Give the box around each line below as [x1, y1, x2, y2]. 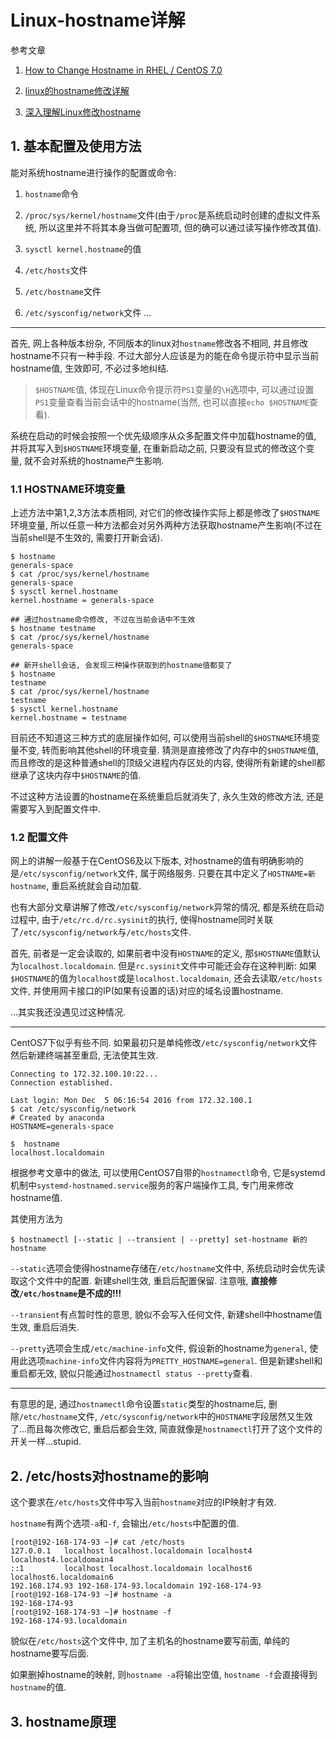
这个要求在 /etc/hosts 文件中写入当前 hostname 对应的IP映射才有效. [10, 1496, 277, 1508]
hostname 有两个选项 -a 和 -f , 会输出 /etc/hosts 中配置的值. [10, 1517, 240, 1530]
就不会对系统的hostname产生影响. [23, 454, 165, 466]
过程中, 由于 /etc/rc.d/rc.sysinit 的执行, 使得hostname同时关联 [10, 914, 274, 926]
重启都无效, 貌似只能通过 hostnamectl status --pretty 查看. [10, 1367, 253, 1380]
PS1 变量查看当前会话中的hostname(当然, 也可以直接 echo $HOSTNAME [34, 396, 310, 408]
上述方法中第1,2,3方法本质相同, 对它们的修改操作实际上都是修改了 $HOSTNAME [10, 507, 320, 519]
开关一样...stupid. [10, 1436, 82, 1448]
